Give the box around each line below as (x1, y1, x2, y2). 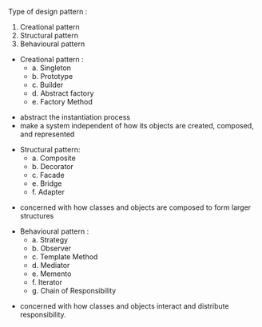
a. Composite (31, 153, 76, 163)
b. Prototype (31, 72, 73, 81)
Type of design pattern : (8, 7, 88, 16)
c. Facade (31, 171, 65, 179)
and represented (19, 129, 75, 139)
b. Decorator (31, 162, 74, 171)
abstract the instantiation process (19, 112, 130, 122)
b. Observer (31, 243, 72, 253)
